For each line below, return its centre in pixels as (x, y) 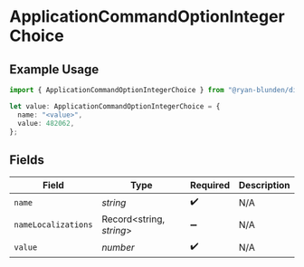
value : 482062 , (46, 123)
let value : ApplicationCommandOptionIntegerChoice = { (115, 106)
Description (264, 186)
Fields (27, 160)
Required (210, 186)
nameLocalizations (53, 225)
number (119, 247)
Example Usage (54, 69)
